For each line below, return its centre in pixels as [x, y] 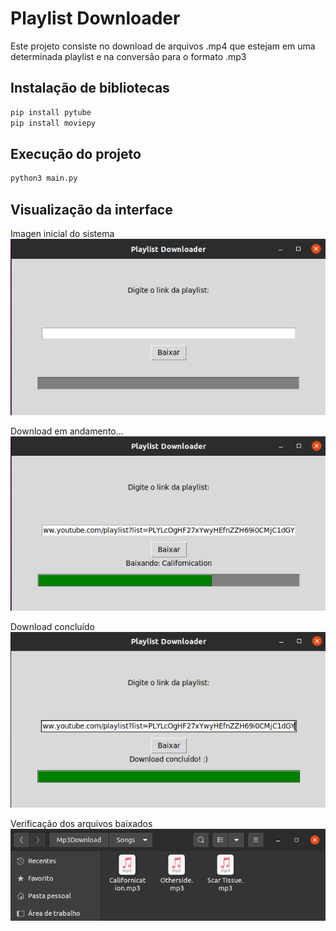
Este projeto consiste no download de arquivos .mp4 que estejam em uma [163, 46]
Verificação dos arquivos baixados [81, 823]
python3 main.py [44, 178]
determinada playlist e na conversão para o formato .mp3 [128, 56]
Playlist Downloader [95, 18]
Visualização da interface [91, 209]
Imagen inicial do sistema [62, 233]
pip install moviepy [53, 123]
